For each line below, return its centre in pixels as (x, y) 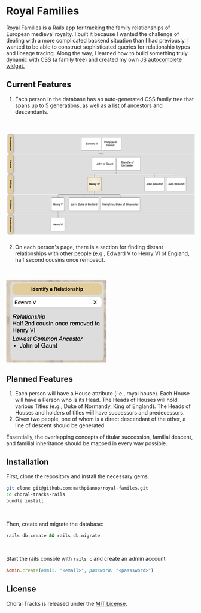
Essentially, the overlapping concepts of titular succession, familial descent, (100, 437)
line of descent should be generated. (60, 425)
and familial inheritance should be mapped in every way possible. (87, 443)
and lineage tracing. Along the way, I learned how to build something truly (97, 53)
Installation (28, 462)
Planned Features (40, 379)
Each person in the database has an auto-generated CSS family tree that (104, 99)
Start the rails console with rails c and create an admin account (86, 558)
